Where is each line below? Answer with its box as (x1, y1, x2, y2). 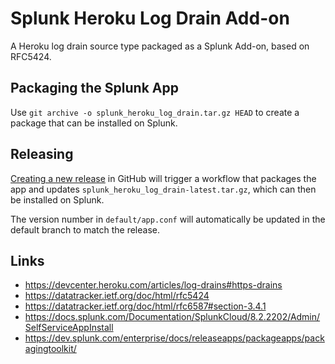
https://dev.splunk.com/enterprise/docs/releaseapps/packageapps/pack (24, 332, 325, 344)
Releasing (10, 146, 74, 163)
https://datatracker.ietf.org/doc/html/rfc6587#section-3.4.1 (24, 300, 267, 312)
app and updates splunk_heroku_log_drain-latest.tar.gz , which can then (10, 183, 317, 195)
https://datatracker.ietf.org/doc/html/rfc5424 (24, 290, 210, 302)
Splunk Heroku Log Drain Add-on (10, 7, 290, 30)
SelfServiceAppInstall (24, 322, 114, 334)
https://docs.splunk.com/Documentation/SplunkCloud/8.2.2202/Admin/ (24, 311, 321, 323)
